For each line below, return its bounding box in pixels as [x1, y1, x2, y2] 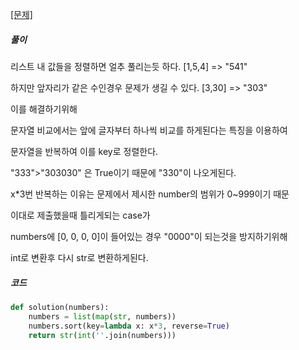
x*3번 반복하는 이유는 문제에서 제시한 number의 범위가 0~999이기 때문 [10, 188, 290, 200]
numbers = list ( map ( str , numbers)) [28, 311, 177, 322]
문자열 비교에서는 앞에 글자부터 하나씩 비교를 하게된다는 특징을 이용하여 [10, 124, 288, 136]
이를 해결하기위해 [10, 103, 78, 115]
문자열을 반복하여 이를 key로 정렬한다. [10, 145, 159, 157]
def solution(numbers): [10, 302, 110, 312]
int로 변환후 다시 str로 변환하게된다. [10, 251, 149, 263]
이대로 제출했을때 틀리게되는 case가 [10, 209, 151, 221]
